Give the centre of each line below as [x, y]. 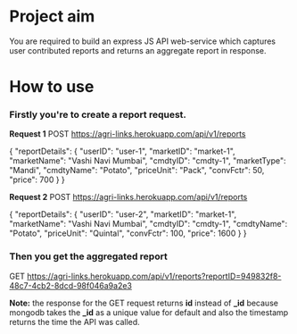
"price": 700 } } [37, 180]
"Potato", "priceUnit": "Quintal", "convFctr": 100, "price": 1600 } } [128, 233]
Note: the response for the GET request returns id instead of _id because [144, 303]
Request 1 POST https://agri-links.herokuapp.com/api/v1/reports [128, 134]
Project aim [52, 17]
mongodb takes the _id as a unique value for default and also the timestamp [149, 312]
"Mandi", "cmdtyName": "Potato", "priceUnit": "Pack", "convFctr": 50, [137, 171]
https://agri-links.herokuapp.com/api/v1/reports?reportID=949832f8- [154, 276]
